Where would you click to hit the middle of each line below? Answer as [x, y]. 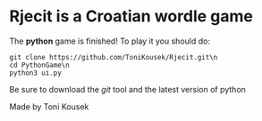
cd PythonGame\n [39, 65]
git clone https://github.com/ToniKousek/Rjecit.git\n [114, 57]
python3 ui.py [36, 73]
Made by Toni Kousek [49, 106]
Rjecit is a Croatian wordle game [131, 16]
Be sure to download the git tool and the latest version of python [127, 89]
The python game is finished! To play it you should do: [110, 41]
